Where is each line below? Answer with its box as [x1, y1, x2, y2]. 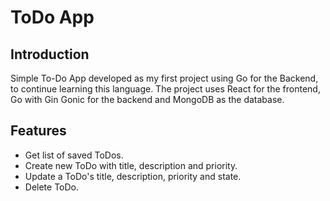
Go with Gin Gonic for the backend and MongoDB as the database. [10, 94, 285, 105]
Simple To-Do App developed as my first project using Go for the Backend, [10, 72, 319, 84]
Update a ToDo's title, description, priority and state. [24, 170, 242, 182]
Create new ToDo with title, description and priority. [24, 159, 238, 171]
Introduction [10, 46, 90, 63]
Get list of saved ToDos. [24, 149, 124, 161]
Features [10, 122, 67, 140]
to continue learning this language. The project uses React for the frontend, [10, 83, 321, 95]
